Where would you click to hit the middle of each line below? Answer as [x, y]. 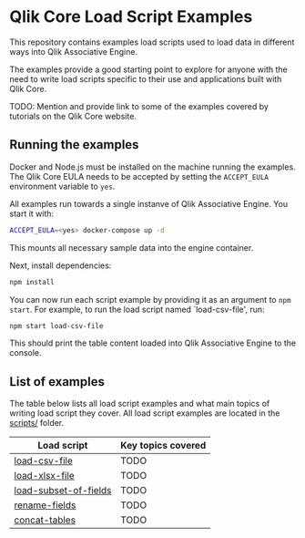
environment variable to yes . [62, 186]
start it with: [32, 213]
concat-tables [45, 520]
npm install [32, 282]
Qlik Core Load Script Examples [131, 17]
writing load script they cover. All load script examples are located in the [145, 413]
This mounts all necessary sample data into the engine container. [132, 247]
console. [26, 353]
